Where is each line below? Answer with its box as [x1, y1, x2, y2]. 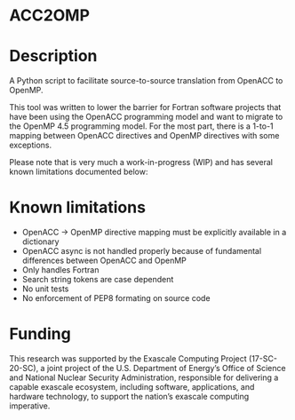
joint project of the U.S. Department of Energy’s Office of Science [46, 363, 286, 373]
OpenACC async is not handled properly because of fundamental [21, 246, 262, 257]
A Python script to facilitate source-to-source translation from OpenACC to [9, 75, 283, 86]
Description [9, 46, 98, 67]
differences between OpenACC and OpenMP [21, 255, 187, 266]
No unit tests [21, 283, 69, 294]
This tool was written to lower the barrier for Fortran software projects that [9, 102, 282, 113]
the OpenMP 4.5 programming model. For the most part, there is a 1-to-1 [9, 121, 274, 131]
